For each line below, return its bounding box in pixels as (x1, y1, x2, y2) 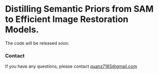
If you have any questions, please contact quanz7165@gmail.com (5, 63, 137, 69)
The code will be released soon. (5, 40, 70, 46)
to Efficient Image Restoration (5, 14, 129, 25)
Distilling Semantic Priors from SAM (5, 3, 154, 15)
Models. (5, 24, 39, 35)
